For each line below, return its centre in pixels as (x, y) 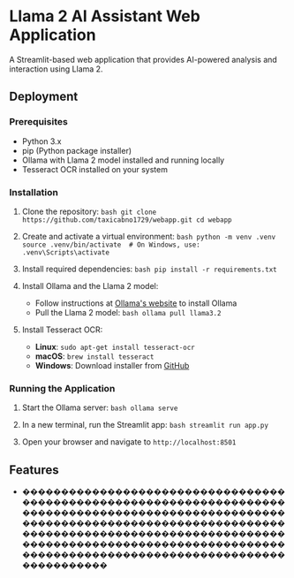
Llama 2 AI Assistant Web (105, 16)
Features (34, 470)
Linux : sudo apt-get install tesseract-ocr (115, 346)
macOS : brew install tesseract (94, 356)
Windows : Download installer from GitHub (112, 365)
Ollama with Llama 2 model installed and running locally (123, 160)
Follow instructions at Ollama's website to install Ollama (136, 303)
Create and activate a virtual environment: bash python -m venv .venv (149, 236)
